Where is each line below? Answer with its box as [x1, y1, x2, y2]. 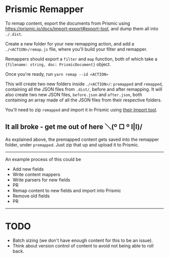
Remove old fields [12, 193, 50, 199]
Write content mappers [12, 171, 60, 177]
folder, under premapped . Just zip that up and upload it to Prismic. [5, 141, 139, 147]
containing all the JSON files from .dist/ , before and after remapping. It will [5, 86, 162, 92]
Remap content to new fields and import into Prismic [12, 187, 122, 193]
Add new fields [12, 166, 44, 172]
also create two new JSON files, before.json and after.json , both [5, 91, 142, 97]
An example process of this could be [5, 156, 81, 162]
